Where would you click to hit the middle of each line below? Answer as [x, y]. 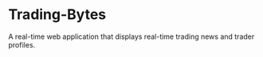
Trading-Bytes [57, 15]
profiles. [22, 44]
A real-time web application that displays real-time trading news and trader [131, 36]
